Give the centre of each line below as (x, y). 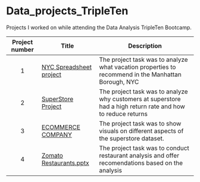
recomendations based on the (141, 163)
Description (145, 46)
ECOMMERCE (61, 127)
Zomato (52, 155)
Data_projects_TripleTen (67, 11)
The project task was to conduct (144, 148)
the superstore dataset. (132, 138)
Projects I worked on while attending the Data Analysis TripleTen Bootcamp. (99, 27)
